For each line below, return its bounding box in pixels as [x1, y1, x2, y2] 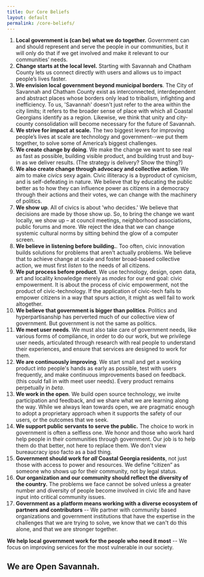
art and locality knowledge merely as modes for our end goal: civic [15, 275, 182, 282]
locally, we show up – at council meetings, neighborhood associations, [15, 217, 192, 224]
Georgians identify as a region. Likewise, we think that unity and [15, 114, 176, 121]
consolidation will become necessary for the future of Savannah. [35, 120, 196, 128]
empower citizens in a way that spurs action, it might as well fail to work [15, 294, 196, 302]
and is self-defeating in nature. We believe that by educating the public [15, 178, 193, 185]
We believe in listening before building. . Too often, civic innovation [15, 243, 185, 250]
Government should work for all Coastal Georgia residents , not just [15, 455, 187, 462]
